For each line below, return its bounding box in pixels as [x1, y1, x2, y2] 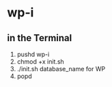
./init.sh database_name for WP [16, 65, 106, 73]
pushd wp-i [16, 50, 50, 58]
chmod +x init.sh [16, 58, 65, 66]
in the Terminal [7, 32, 72, 44]
